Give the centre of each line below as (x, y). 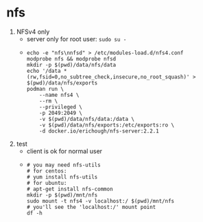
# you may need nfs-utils (63, 165)
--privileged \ (61, 107)
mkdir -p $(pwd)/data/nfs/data (71, 65)
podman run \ (45, 89)
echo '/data (44, 71)
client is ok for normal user (64, 151)
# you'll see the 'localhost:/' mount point (91, 207)
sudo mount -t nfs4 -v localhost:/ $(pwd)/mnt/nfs (100, 201)
